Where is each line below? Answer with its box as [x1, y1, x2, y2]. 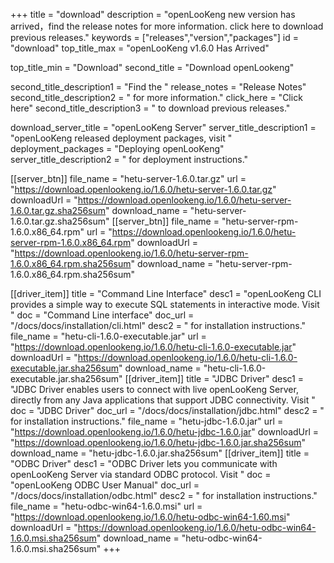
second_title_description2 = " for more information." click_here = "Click [10, 92, 303, 103]
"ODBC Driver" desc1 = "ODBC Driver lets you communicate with [10, 458, 278, 469]
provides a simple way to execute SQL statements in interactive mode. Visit [10, 299, 320, 310]
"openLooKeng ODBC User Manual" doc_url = [10, 479, 200, 491]
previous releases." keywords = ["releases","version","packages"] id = [10, 32, 299, 43]
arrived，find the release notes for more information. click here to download [10, 20, 324, 32]
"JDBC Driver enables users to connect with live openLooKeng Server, [10, 384, 299, 395]
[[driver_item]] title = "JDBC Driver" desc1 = [124, 373, 304, 384]
